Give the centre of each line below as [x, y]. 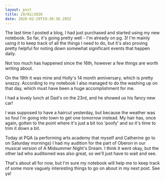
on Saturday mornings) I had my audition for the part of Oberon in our [75, 143]
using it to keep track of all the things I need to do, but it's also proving [76, 43]
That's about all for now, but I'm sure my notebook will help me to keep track [82, 163]
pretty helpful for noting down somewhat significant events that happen [78, 48]
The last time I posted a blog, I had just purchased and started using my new [82, 33]
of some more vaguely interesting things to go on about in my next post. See [82, 168]
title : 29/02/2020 [24, 14]
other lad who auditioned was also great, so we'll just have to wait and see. [81, 153]
